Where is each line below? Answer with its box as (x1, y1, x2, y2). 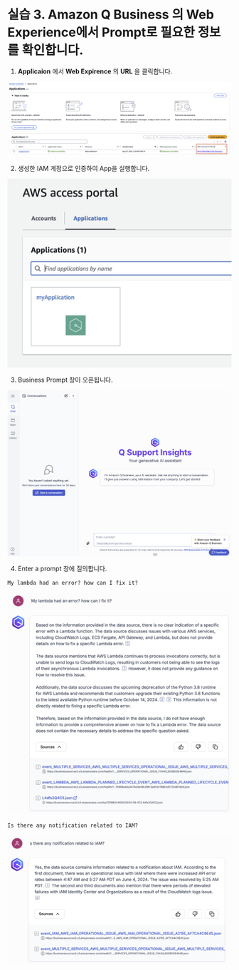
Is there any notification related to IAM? (7, 822, 139, 830)
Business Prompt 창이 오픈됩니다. (17, 375, 114, 385)
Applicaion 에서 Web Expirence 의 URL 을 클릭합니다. (17, 67, 173, 75)
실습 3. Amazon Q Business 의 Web (7, 6, 215, 23)
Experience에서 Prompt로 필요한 (7, 24, 196, 41)
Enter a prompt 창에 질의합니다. (17, 564, 107, 573)
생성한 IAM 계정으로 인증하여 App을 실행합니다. (17, 164, 150, 172)
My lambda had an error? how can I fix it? (7, 579, 139, 586)
